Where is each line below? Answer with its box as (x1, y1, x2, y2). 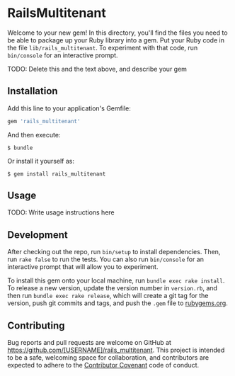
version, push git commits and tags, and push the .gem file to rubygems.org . (7, 299, 229, 307)
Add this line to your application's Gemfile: (7, 104, 131, 113)
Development (7, 229, 69, 241)
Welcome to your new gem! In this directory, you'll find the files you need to (7, 28, 228, 37)
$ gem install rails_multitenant (7, 170, 106, 178)
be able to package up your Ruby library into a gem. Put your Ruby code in (7, 35, 225, 44)
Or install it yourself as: (7, 156, 74, 165)
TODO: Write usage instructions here (7, 208, 115, 217)
